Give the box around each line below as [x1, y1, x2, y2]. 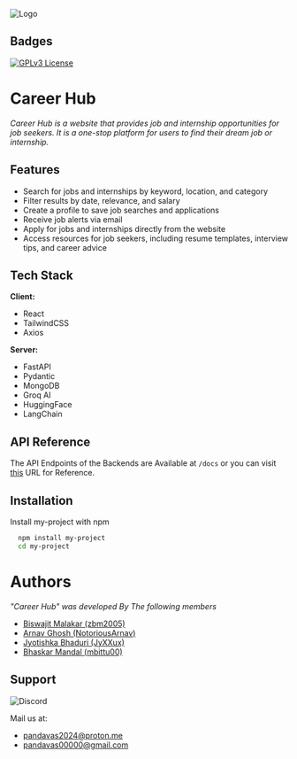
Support [10, 672, 57, 687]
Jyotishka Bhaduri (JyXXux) [22, 637, 125, 647]
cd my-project [18, 541, 70, 551]
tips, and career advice [22, 242, 107, 252]
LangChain [22, 408, 63, 420]
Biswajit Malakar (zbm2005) [22, 618, 126, 629]
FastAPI [22, 361, 51, 372]
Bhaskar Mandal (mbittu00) [22, 647, 123, 657]
